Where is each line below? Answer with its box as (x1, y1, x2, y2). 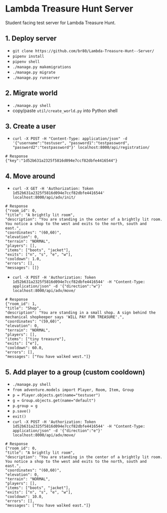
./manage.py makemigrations (12, 64, 71, 69)
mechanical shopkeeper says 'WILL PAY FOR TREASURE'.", (5, 315, 124, 320)
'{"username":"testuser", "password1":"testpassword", (12, 141, 130, 146)
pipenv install (12, 54, 45, 59)
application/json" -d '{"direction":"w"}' (12, 284, 103, 289)
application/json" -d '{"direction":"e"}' (12, 428, 103, 433)
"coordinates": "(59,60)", (5, 319, 62, 324)
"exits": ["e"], (5, 341, 39, 346)
